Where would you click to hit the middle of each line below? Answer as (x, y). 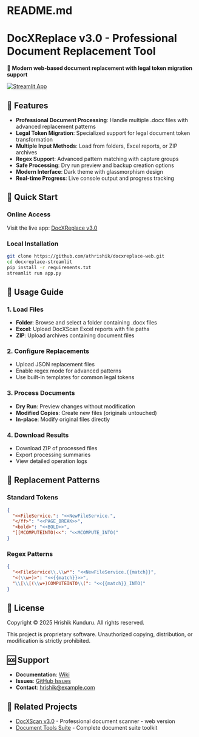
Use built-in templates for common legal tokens (75, 377)
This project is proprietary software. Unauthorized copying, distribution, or (100, 634)
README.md (40, 11)
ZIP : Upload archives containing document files (75, 335)
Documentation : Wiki (43, 674)
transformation (34, 139)
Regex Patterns (30, 554)
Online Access (29, 214)
